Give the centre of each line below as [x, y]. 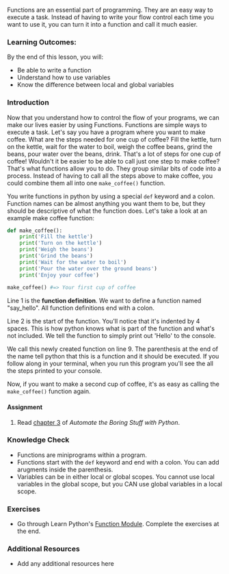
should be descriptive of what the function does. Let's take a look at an [107, 211]
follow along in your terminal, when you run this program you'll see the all [110, 364]
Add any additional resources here [65, 564]
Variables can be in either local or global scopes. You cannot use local [116, 477]
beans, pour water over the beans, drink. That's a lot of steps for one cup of [114, 154]
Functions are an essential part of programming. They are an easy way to [110, 10]
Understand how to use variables [64, 77]
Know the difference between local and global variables [95, 85]
